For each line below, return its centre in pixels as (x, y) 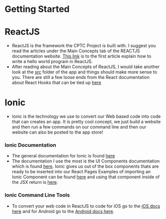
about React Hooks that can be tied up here (56, 82)
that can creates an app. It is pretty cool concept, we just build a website (86, 122)
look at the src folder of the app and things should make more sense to (84, 72)
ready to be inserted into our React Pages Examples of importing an (81, 172)
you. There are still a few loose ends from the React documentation (81, 77)
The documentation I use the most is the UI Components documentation (86, 161)
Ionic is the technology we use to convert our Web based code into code (86, 116)
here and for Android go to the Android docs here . (63, 211)
